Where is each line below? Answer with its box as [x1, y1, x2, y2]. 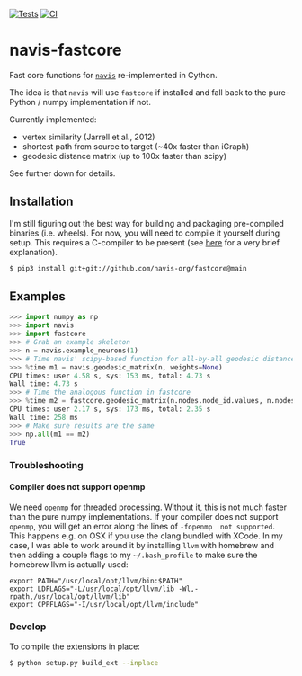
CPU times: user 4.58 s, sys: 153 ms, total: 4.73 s [9, 371, 211, 380]
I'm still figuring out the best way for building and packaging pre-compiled [9, 218, 285, 228]
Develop [9, 620, 47, 633]
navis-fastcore [9, 40, 122, 60]
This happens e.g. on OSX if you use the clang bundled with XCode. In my [9, 530, 283, 541]
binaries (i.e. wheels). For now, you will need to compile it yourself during [9, 227, 280, 238]
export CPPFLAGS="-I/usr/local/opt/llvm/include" [9, 600, 200, 609]
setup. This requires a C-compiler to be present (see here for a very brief [9, 236, 280, 247]
